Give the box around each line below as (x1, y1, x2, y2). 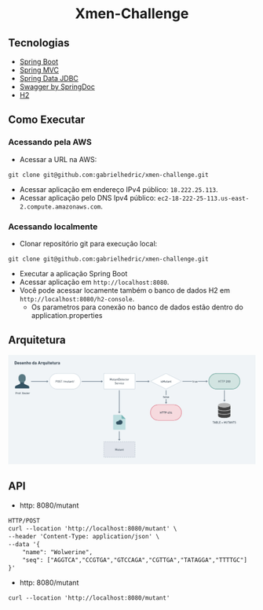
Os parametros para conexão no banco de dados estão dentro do (31, 302, 243, 312)
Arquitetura (8, 334, 66, 347)
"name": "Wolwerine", (22, 548, 93, 556)
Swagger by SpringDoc (19, 82, 96, 91)
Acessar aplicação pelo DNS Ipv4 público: (19, 193, 156, 202)
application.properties (31, 310, 103, 320)
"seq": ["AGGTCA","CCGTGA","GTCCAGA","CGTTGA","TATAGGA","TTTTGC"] (22, 556, 247, 564)
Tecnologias (8, 36, 70, 50)
